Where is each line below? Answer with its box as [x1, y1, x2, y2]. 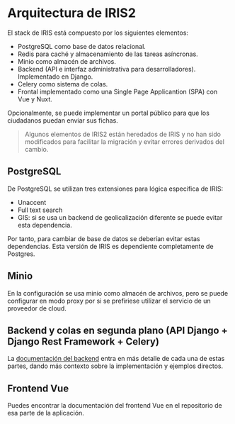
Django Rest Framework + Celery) [7, 335, 159, 347]
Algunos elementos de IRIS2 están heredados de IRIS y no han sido [24, 130, 222, 138]
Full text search [17, 206, 63, 214]
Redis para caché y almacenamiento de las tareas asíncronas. [17, 50, 198, 58]
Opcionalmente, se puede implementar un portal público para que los [7, 108, 210, 117]
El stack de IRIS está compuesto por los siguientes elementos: [7, 28, 189, 37]
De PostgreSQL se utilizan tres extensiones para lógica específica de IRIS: [7, 184, 224, 193]
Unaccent [17, 198, 47, 206]
